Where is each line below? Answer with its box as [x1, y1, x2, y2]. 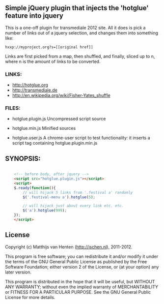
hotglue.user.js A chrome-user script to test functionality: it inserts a [12, 135, 151, 141]
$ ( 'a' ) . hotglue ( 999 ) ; [23, 208, 67, 213]
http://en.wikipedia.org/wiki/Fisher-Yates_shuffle [12, 92, 110, 98]
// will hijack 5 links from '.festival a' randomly [23, 190, 133, 195]
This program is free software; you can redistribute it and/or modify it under [5, 253, 159, 259]
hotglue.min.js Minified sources [12, 125, 76, 131]
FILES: [5, 105, 21, 112]
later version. [5, 269, 32, 275]
